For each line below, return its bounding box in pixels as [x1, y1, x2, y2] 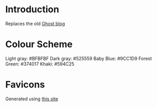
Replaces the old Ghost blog [5, 20, 65, 27]
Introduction [5, 4, 60, 15]
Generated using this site [5, 96, 58, 102]
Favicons [5, 79, 45, 91]
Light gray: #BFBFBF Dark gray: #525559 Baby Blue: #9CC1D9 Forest [5, 55, 152, 61]
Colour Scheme [5, 38, 73, 50]
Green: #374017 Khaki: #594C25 [5, 60, 74, 67]
